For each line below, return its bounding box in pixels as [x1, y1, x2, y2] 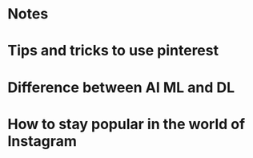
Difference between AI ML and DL [7, 78, 235, 96]
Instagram [7, 132, 78, 150]
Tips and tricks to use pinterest [7, 42, 219, 60]
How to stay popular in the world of [7, 115, 246, 133]
